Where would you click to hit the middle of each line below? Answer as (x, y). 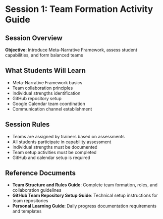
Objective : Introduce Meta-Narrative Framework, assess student (71, 50)
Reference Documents (40, 173)
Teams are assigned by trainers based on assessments (68, 136)
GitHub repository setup (37, 98)
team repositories (30, 201)
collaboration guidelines (37, 190)
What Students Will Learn (45, 71)
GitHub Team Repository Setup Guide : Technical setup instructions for (85, 195)
